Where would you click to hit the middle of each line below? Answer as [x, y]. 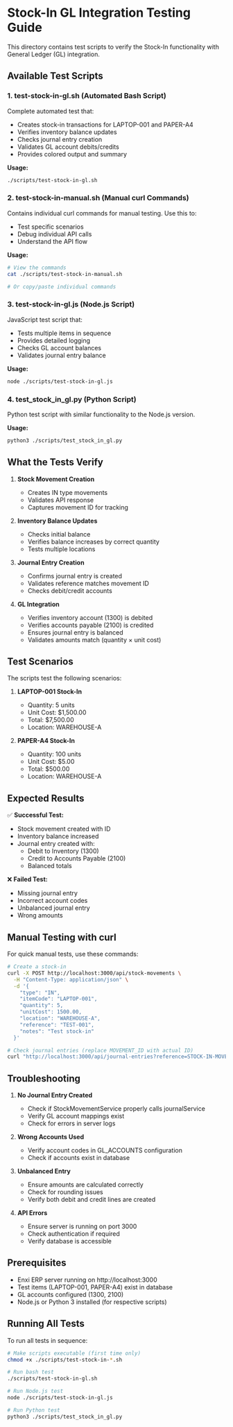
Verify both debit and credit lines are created [92, 1200]
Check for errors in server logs [71, 1123]
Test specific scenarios [51, 227]
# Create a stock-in [37, 967]
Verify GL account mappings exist [76, 1116]
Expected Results [46, 798]
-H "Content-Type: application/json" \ [71, 979]
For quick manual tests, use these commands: [73, 954]
